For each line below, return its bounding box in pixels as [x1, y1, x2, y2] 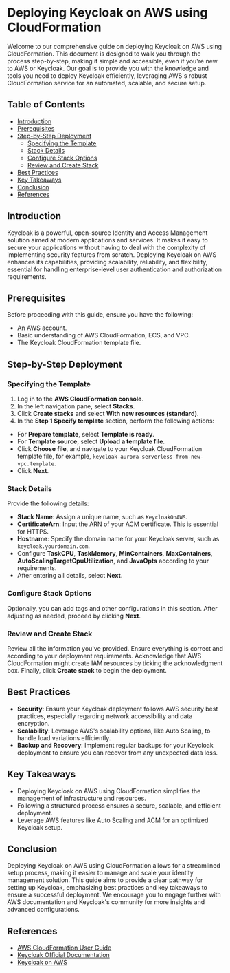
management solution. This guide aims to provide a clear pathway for [7, 876, 203, 884]
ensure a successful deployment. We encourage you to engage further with [7, 890, 221, 899]
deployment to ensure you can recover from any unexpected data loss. [16, 749, 218, 757]
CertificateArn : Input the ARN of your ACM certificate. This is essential [16, 520, 218, 528]
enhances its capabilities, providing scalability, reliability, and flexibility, [7, 258, 208, 266]
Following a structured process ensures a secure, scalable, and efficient [16, 801, 221, 810]
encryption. [16, 719, 50, 727]
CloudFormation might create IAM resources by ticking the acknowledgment [7, 659, 223, 667]
